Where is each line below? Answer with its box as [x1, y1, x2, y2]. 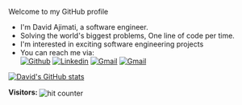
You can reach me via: [19, 48, 94, 57]
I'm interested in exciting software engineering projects [19, 39, 204, 49]
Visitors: [8, 87, 38, 97]
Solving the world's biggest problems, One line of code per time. [19, 31, 236, 40]
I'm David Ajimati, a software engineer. [19, 22, 148, 31]
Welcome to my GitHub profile [8, 7, 109, 16]
